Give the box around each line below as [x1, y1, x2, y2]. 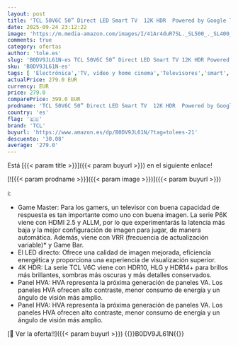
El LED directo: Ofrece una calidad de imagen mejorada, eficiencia [17, 248, 211, 257]
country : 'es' [7, 109, 50, 116]
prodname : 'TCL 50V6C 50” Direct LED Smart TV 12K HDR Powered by [7, 103, 214, 110]
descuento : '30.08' [7, 135, 65, 142]
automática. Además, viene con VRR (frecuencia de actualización [17, 233, 209, 242]
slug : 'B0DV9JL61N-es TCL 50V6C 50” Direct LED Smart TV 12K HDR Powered [7, 57, 230, 64]
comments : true [7, 37, 52, 44]
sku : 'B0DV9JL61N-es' [7, 63, 72, 70]
